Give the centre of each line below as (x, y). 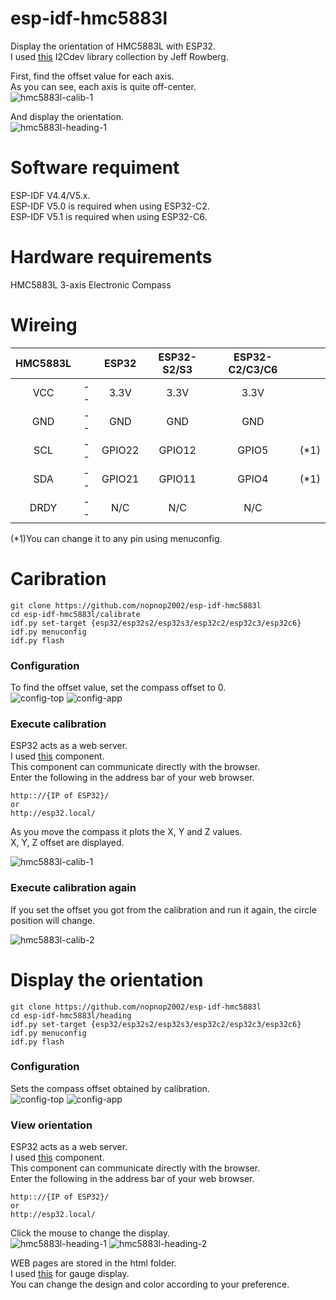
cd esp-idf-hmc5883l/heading (71, 1015)
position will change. (53, 920)
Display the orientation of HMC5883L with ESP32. (113, 46)
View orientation (51, 1125)
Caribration (58, 578)
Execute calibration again (73, 888)
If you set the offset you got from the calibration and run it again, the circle (163, 909)
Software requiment (95, 168)
